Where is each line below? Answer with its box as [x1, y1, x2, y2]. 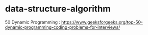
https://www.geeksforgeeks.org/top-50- [61, 19, 143, 25]
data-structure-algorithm [5, 3, 111, 14]
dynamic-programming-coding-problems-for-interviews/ [5, 24, 120, 30]
